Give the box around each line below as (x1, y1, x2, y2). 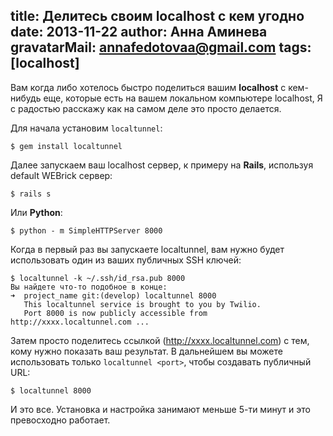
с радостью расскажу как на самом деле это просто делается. (10, 102, 282, 114)
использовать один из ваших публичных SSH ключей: (10, 254, 242, 266)
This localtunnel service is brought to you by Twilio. (23, 299, 262, 309)
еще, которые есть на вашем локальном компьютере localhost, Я (43, 92, 323, 104)
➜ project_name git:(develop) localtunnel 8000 (10, 290, 217, 301)
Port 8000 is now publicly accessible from (23, 308, 208, 318)
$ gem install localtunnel (10, 141, 123, 151)
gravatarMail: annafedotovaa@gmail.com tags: (10, 39, 312, 56)
